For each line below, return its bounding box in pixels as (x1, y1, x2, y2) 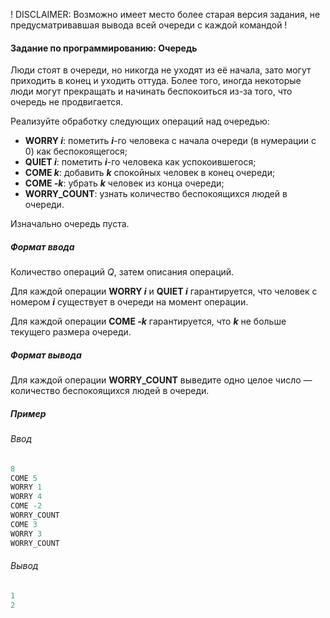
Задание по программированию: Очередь (10, 42, 198, 54)
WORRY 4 (10, 492, 43, 502)
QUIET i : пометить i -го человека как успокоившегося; (24, 156, 257, 168)
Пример (10, 407, 47, 419)
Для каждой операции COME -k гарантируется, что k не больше (10, 315, 287, 328)
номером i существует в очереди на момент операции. (10, 296, 249, 308)
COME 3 (10, 519, 38, 529)
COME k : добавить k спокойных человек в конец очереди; (24, 167, 276, 179)
